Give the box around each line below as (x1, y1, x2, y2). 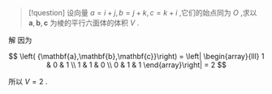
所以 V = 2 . (8, 77, 48, 86)
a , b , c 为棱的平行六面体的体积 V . (28, 18, 140, 28)
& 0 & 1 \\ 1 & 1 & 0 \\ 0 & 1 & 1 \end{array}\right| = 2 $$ (45, 60, 227, 70)
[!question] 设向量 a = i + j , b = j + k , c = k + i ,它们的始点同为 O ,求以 (28, 8, 257, 17)
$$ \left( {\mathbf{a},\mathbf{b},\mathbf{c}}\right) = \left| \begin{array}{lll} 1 (8, 52, 265, 61)
